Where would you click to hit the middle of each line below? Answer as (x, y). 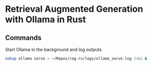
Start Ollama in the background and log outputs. (54, 49)
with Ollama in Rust (46, 19)
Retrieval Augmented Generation (74, 9)
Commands (24, 38)
